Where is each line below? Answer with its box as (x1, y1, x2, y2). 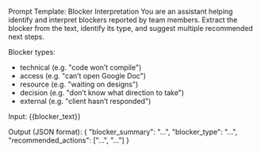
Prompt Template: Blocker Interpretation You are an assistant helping (8, 7, 233, 16)
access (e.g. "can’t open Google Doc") (19, 71, 147, 80)
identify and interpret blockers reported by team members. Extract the (8, 15, 238, 25)
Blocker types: (8, 48, 56, 56)
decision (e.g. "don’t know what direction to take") (19, 88, 185, 98)
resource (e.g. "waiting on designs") (19, 79, 139, 89)
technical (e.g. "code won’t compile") (19, 63, 142, 72)
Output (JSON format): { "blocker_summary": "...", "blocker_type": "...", (8, 127, 238, 136)
